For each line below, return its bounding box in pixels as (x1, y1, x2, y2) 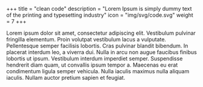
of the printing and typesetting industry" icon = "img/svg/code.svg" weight (6, 11, 194, 19)
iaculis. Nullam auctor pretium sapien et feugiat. (6, 74, 125, 81)
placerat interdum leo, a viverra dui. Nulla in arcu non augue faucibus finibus (6, 49, 197, 56)
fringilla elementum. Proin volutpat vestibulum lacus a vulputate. (6, 36, 167, 43)
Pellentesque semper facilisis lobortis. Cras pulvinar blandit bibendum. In (6, 42, 188, 49)
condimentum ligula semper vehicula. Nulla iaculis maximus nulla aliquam (6, 68, 190, 74)
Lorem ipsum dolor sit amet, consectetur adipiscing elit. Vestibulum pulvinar (6, 29, 196, 37)
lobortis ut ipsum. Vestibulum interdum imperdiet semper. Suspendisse (6, 55, 183, 62)
